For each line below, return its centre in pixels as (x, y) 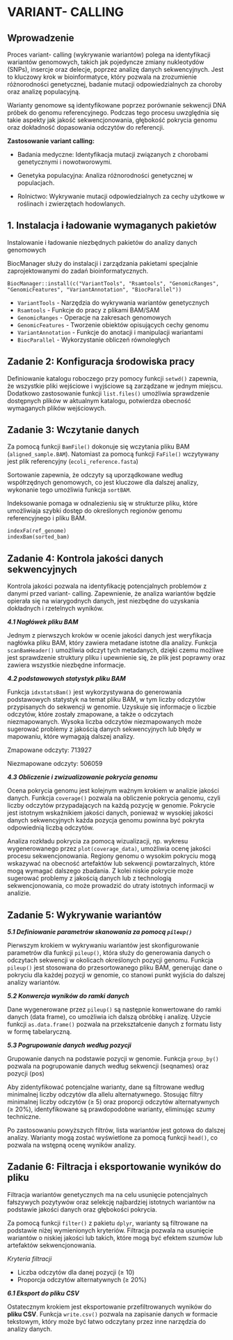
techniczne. (24, 1117)
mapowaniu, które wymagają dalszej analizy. (71, 737)
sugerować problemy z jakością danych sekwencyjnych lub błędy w (104, 729)
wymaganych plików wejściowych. (57, 408)
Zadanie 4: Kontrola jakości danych (85, 558)
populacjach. (36, 183)
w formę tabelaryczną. (39, 1032)
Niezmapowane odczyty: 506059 (55, 764)
